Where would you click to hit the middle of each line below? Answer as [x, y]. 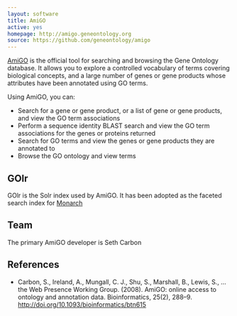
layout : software [33, 14]
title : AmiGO [27, 21]
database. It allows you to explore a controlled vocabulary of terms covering [119, 68]
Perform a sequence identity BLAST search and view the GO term [114, 126]
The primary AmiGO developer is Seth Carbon [75, 242]
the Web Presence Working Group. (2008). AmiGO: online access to [117, 289]
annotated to [36, 148]
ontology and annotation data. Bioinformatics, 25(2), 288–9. [105, 297]
